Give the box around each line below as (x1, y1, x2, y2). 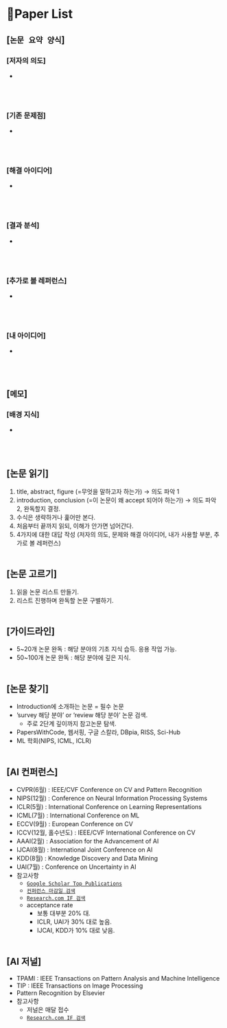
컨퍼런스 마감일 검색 (26, 888, 76, 895)
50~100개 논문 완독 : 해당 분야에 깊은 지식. (16, 653, 131, 662)
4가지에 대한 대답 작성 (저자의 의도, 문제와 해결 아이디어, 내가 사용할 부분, (16, 530, 213, 538)
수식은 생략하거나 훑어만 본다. (16, 513, 96, 521)
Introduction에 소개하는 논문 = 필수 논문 (16, 703, 124, 711)
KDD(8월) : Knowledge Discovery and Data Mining (16, 854, 158, 863)
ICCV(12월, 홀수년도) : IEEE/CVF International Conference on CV (16, 828, 196, 837)
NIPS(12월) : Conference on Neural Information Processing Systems (16, 794, 208, 802)
